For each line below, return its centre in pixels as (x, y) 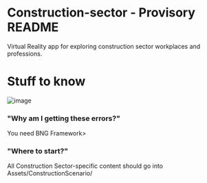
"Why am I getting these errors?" (64, 118)
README (33, 27)
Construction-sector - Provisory (101, 13)
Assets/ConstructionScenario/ (50, 173)
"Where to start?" (38, 151)
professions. (25, 54)
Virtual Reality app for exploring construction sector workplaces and (104, 46)
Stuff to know (46, 82)
